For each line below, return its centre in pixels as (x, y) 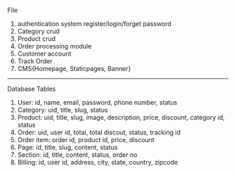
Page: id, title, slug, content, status (67, 147)
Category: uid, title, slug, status (63, 110)
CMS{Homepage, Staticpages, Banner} (74, 69)
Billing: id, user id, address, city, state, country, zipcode (98, 162)
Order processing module (54, 46)
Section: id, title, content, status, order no (77, 155)
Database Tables (32, 89)
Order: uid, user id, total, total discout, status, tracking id (99, 132)
